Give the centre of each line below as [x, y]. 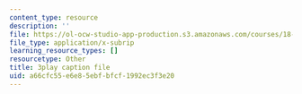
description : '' [40, 26]
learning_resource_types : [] [64, 51]
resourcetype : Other [48, 59]
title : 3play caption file [60, 68]
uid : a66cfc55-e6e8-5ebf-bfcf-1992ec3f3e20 [92, 76]
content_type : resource [54, 17]
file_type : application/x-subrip [72, 43]
